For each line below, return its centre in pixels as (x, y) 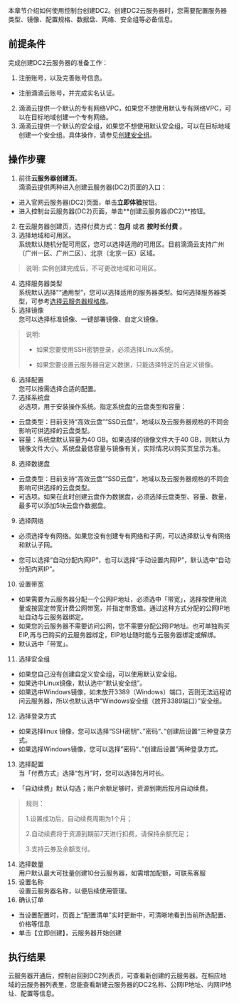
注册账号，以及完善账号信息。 (62, 78)
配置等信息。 (39, 993)
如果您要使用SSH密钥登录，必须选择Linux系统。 (106, 349)
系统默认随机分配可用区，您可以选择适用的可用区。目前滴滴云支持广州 (121, 244)
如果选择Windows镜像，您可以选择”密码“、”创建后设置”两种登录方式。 (120, 749)
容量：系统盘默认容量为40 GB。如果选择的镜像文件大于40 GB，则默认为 (124, 439)
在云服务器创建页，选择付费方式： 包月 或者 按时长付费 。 (102, 226)
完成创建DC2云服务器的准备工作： (58, 62)
